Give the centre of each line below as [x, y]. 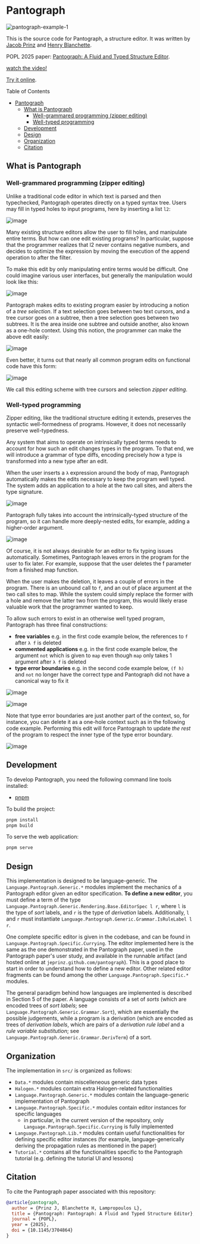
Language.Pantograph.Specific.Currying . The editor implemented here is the [100, 943]
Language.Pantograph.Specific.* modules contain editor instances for [100, 1107]
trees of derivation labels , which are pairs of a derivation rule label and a [95, 1025]
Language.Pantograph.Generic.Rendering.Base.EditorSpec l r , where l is [96, 906]
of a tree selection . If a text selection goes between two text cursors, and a [98, 311]
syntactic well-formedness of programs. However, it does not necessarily [96, 424]
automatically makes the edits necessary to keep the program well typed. [96, 479]
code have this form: [32, 366]
